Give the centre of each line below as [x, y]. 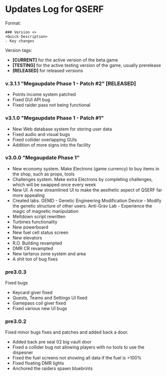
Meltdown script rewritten [39, 216]
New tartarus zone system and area [49, 253]
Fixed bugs [17, 283]
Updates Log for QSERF [55, 9]
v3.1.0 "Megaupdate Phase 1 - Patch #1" [55, 118]
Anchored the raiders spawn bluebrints [53, 368]
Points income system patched [44, 94]
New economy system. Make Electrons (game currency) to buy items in [86, 168]
